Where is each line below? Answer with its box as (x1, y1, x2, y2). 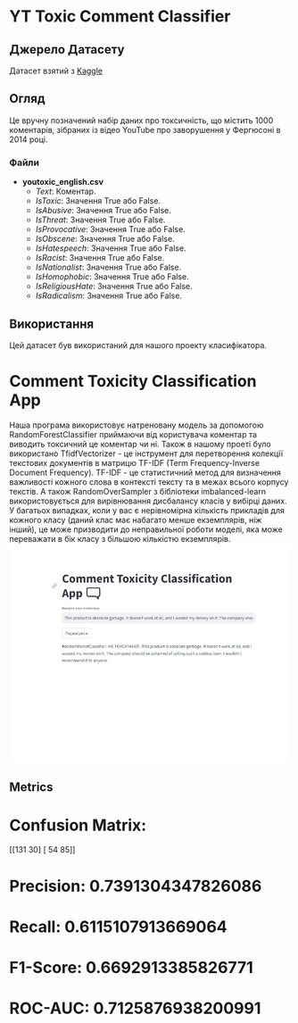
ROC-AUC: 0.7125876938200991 (9, 998, 261, 1019)
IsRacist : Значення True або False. (35, 253, 165, 263)
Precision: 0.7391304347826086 (9, 876, 262, 896)
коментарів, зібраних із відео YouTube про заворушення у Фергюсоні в (9, 124, 281, 135)
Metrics (9, 779, 54, 794)
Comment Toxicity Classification (9, 371, 257, 392)
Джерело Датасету (9, 42, 125, 57)
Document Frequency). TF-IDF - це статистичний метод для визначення (9, 467, 281, 478)
